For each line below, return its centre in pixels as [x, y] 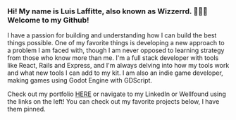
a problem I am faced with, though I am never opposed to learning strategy [116, 50]
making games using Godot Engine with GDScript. [80, 80]
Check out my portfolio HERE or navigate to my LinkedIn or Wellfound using [117, 94]
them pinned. [26, 109]
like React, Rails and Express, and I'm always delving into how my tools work [118, 66]
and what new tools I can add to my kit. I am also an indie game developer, [115, 73]
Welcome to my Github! [48, 20]
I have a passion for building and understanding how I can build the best [112, 35]
